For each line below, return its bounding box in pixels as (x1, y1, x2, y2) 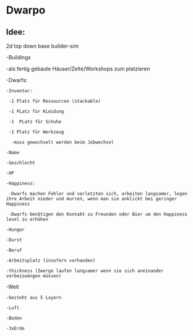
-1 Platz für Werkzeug (8, 129, 65, 135)
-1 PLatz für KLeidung (8, 109, 65, 115)
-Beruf (6, 247, 22, 253)
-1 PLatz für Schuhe (8, 119, 62, 125)
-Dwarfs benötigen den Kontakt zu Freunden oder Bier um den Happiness (8, 211, 188, 217)
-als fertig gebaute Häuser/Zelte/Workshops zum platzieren (6, 65, 151, 72)
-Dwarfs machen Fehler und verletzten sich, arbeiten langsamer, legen (8, 191, 188, 197)
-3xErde (6, 325, 25, 331)
